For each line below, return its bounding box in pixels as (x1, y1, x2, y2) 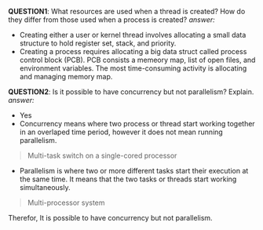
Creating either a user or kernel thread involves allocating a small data (19, 31, 247, 39)
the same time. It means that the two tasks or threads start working (19, 174, 237, 184)
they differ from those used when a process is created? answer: (8, 15, 215, 24)
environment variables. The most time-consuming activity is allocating (19, 64, 247, 73)
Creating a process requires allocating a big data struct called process (19, 47, 247, 56)
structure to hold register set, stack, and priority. (19, 38, 177, 48)
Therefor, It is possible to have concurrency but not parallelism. (8, 214, 214, 222)
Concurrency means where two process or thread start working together (19, 119, 255, 128)
